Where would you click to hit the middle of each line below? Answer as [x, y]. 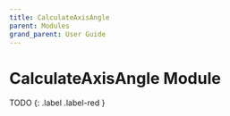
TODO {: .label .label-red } [57, 103]
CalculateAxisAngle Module [115, 78]
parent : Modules [39, 26]
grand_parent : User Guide [57, 34]
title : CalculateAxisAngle [60, 17]
